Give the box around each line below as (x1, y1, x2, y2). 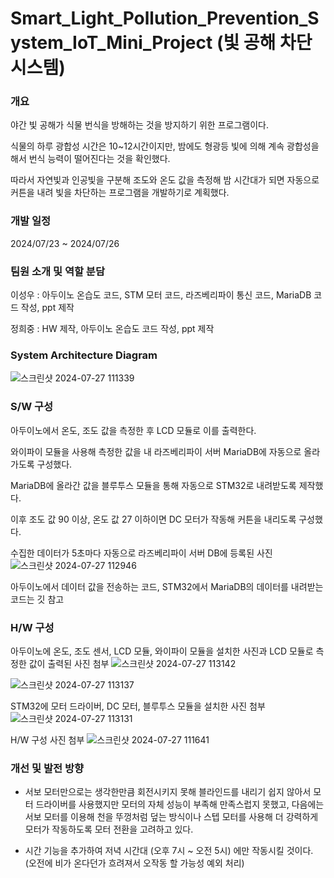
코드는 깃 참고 (10, 593, 65, 605)
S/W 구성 (10, 400, 54, 414)
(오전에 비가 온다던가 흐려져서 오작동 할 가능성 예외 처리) (24, 857, 245, 869)
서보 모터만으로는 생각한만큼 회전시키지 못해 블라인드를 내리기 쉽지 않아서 (24, 786, 312, 798)
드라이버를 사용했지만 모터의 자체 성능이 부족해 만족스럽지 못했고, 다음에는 (35, 798, 325, 811)
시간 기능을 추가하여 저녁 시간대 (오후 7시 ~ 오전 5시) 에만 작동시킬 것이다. (24, 845, 314, 857)
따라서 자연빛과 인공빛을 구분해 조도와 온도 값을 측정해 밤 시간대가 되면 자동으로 (10, 174, 320, 186)
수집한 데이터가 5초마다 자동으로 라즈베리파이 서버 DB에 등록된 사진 (10, 547, 273, 559)
